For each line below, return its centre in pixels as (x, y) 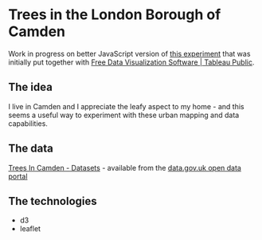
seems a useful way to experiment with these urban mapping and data (124, 115)
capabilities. (28, 123)
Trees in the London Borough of (115, 15)
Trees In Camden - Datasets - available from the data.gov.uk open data (125, 167)
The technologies (53, 201)
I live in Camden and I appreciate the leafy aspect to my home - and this (126, 106)
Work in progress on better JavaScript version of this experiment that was (129, 53)
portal (18, 176)
